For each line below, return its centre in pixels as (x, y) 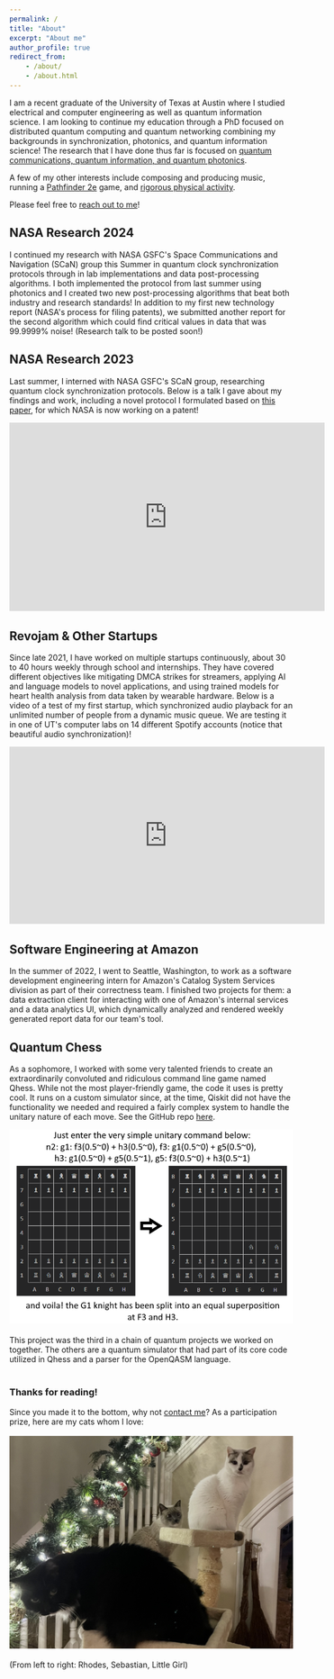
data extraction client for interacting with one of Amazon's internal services (149, 1000)
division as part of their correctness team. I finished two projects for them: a (150, 990)
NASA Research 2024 (72, 233)
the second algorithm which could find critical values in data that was (138, 321)
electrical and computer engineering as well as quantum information (136, 112)
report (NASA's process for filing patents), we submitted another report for (148, 311)
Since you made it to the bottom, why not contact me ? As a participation (143, 1412)
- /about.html (52, 77)
